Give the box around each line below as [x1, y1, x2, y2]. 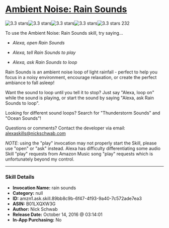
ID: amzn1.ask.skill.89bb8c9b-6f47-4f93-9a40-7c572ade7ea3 [12, 195, 142, 202]
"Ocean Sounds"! [5, 115, 42, 121]
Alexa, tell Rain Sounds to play [12, 49, 76, 55]
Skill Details [5, 173, 35, 180]
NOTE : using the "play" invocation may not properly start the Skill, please [5, 140, 157, 146]
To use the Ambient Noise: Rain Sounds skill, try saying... [5, 30, 123, 36]
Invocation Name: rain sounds [12, 185, 76, 191]
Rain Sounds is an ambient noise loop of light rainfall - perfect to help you [5, 69, 157, 75]
